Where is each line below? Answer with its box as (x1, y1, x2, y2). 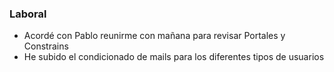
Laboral (9, 7, 47, 21)
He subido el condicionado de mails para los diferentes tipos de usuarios (23, 51, 325, 63)
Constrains (23, 40, 69, 52)
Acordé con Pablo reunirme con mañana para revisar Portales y (23, 30, 286, 42)
